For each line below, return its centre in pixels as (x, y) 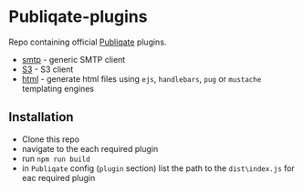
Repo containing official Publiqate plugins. (88, 42)
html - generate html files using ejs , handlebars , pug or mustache (142, 78)
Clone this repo (50, 139)
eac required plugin (58, 177)
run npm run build (56, 158)
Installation (41, 117)
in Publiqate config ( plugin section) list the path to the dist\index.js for (158, 168)
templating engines (58, 88)
